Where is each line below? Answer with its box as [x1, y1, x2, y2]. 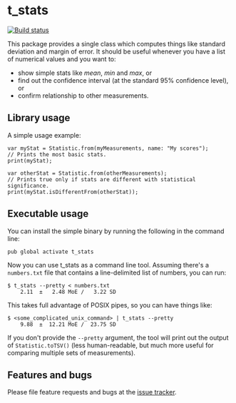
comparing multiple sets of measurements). [7, 348, 135, 357]
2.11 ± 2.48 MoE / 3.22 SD [20, 288, 116, 295]
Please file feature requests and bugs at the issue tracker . [7, 388, 177, 397]
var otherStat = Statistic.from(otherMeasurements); [7, 170, 168, 177]
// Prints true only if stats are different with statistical [7, 175, 196, 183]
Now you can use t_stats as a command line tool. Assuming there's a [7, 260, 209, 269]
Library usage [7, 112, 71, 124]
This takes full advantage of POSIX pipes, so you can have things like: [7, 300, 212, 309]
